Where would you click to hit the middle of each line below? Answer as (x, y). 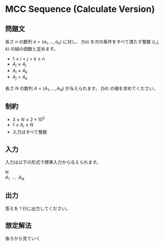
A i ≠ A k (20, 71)
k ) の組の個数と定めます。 (32, 49)
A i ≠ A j (19, 64)
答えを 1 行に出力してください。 (38, 208)
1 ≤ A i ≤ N (23, 125)
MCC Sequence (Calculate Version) (80, 9)
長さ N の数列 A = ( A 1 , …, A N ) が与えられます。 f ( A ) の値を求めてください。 (82, 89)
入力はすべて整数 (30, 132)
